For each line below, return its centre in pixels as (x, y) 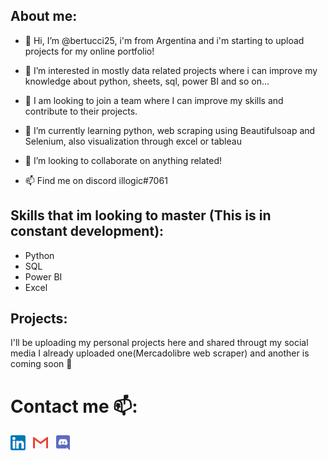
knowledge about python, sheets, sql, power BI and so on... (147, 81)
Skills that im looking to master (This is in (141, 215)
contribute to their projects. (81, 111)
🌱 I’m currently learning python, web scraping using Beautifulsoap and (170, 130)
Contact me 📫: (74, 406)
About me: (44, 16)
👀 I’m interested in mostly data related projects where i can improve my (171, 70)
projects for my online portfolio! (89, 51)
